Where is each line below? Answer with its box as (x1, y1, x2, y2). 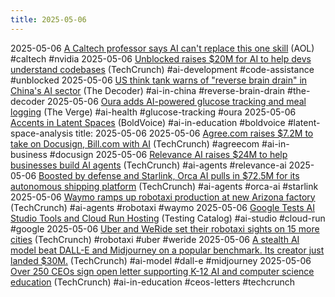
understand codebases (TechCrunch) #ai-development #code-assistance (10, 63, 315, 75)
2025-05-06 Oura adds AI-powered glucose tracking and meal (47, 95, 307, 107)
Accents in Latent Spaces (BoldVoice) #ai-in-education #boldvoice (10, 116, 286, 128)
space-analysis (10, 127, 74, 139)
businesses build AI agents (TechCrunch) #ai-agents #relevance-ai (10, 159, 287, 171)
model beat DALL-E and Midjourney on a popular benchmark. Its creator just (10, 244, 325, 256)
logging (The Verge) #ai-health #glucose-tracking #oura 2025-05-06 (10, 106, 297, 118)
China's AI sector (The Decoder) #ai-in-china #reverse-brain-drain (10, 84, 286, 96)
